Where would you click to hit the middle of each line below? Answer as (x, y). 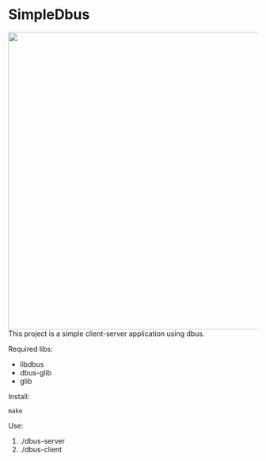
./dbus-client (40, 449)
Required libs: (30, 349)
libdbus (32, 364)
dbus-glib (35, 372)
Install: (19, 396)
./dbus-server (42, 440)
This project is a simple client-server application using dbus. (106, 333)
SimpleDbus (49, 15)
